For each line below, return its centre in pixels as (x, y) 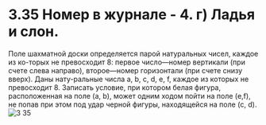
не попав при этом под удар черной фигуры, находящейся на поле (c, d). (133, 104)
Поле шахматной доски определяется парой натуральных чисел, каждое (133, 53)
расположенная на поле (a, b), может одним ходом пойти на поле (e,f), (130, 96)
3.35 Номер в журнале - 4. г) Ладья (132, 15)
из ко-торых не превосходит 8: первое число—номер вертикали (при (127, 62)
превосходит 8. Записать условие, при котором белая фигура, (115, 87)
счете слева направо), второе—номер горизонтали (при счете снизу (125, 70)
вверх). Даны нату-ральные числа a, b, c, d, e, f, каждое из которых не (129, 79)
